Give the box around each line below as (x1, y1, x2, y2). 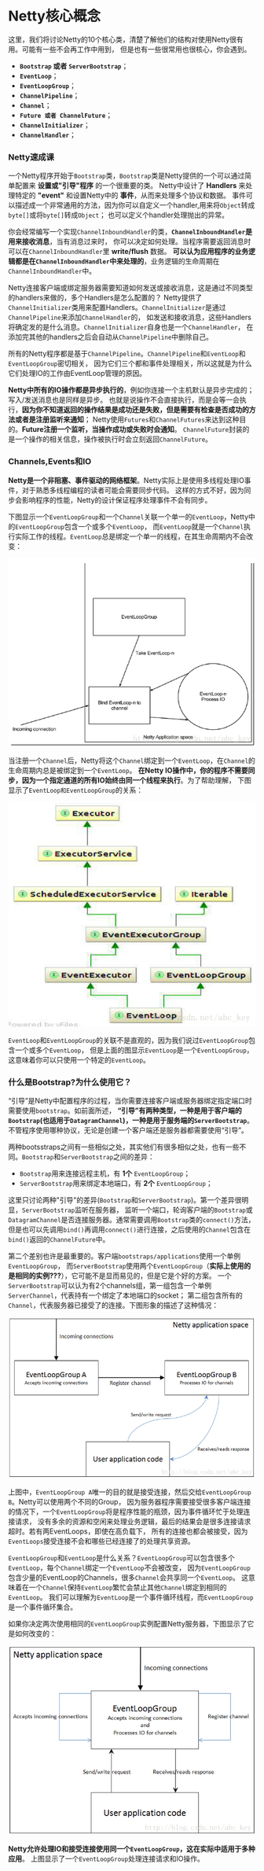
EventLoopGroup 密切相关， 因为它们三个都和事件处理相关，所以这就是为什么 (8, 359, 253, 368)
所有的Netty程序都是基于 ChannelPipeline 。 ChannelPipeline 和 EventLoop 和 (8, 349, 246, 359)
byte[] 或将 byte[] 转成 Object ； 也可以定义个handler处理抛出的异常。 (8, 210, 229, 220)
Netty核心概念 (8, 7, 101, 25)
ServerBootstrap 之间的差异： (60, 1152, 155, 1162)
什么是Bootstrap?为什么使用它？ (8, 1077, 132, 1088)
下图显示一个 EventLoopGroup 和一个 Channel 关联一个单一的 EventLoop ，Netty (8, 512, 249, 521)
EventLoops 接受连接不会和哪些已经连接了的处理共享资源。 (8, 1537, 195, 1546)
